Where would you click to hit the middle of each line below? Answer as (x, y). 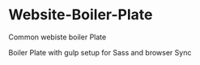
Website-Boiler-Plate (81, 15)
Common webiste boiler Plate (57, 37)
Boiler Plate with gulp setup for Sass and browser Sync (100, 52)
